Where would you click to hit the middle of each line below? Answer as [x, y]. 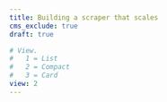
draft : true [31, 34]
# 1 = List [34, 59]
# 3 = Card [34, 76]
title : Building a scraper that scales [84, 17]
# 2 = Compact [40, 67]
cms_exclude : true [44, 26]
